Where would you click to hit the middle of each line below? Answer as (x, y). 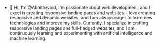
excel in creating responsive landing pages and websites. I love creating (82, 13)
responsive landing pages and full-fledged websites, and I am (72, 28)
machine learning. (28, 38)
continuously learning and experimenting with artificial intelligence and (81, 33)
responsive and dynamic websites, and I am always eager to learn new (81, 18)
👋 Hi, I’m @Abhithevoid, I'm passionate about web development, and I (80, 8)
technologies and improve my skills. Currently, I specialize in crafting (79, 23)
